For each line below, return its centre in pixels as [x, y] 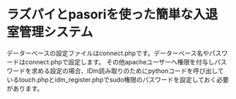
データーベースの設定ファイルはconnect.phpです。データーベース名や [108, 53]
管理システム [56, 32]
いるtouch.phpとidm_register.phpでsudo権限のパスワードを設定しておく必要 [118, 79]
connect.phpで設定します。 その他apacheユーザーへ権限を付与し [120, 62]
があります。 [25, 88]
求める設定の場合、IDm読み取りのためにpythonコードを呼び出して [127, 71]
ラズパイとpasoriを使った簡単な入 [106, 14]
